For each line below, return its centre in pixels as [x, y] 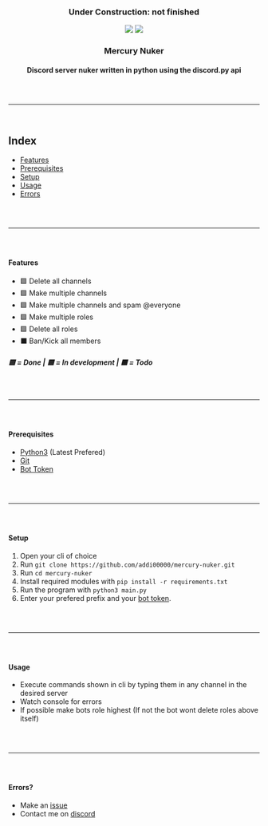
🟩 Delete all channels [55, 281]
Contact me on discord [57, 813]
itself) [29, 719]
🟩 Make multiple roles [57, 317]
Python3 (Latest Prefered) [63, 453]
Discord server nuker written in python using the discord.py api [134, 69]
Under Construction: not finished [134, 12]
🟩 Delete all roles [49, 329]
